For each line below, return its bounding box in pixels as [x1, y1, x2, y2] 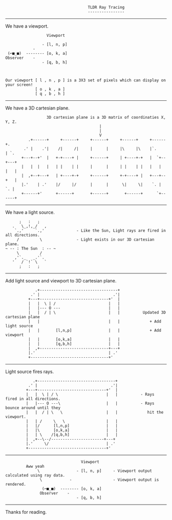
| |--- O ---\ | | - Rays [26, 401, 155, 406]
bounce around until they [5, 405, 60, 410]
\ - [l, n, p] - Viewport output [37, 468, 153, 473]
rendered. [5, 482, 27, 487]
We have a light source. [5, 209, 55, 215]
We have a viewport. [5, 23, 49, 29]
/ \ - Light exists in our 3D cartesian [16, 237, 155, 242]
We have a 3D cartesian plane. [5, 105, 70, 111]
